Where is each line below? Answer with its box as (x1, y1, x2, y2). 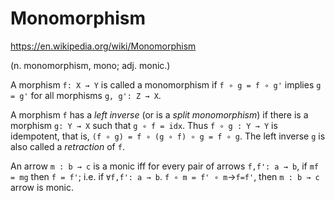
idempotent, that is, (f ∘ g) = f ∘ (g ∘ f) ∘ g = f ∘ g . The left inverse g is (10, 130, 326, 142)
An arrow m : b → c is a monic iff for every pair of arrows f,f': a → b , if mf (10, 160, 319, 172)
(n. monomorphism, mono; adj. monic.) (10, 59, 171, 71)
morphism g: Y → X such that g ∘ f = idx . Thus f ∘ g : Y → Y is (10, 119, 278, 131)
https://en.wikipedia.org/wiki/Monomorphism (10, 40, 197, 52)
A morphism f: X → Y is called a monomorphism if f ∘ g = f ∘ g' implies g (10, 78, 322, 91)
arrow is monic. (10, 181, 74, 193)
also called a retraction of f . (10, 140, 125, 152)
